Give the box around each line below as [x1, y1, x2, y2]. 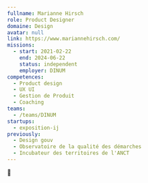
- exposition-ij [13, 124, 59, 131]
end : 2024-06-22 [19, 55, 66, 61]
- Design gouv [13, 137, 53, 144]
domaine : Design [7, 23, 53, 29]
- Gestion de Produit [13, 93, 75, 100]
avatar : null [7, 29, 44, 36]
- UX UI [13, 86, 35, 93]
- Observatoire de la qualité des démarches [13, 143, 142, 150]
